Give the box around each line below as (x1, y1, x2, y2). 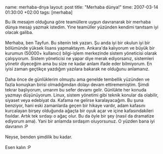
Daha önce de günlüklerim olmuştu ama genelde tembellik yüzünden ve (5, 76, 150, 82)
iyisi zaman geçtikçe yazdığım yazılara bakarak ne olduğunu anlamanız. (5, 66, 150, 72)
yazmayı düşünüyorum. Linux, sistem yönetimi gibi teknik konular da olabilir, (5, 92, 159, 98)
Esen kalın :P (5, 145, 31, 150)
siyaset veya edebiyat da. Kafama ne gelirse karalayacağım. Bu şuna (5, 97, 144, 103)
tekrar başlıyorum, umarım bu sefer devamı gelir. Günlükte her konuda (5, 87, 146, 92)
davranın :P (5, 123, 28, 129)
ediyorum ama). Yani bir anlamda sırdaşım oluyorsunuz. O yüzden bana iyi (5, 118, 155, 124)
